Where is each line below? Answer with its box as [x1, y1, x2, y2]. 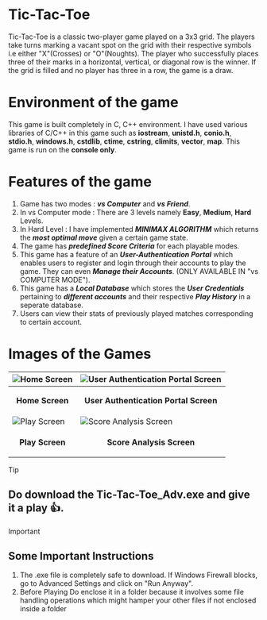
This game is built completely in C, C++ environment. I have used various [8, 119, 248, 129]
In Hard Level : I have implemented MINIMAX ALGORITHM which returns [19, 224, 259, 233]
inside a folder [19, 604, 68, 614]
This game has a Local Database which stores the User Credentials [19, 283, 245, 293]
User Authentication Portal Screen [84, 395, 218, 406]
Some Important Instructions [8, 549, 154, 563]
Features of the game [8, 173, 153, 191]
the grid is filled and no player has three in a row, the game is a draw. [8, 65, 234, 75]
